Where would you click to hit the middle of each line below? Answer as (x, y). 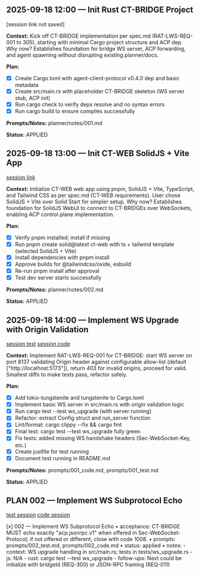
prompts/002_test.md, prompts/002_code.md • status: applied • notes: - (96, 546)
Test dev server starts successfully (58, 278)
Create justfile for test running (52, 451)
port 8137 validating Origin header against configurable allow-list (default (96, 362)
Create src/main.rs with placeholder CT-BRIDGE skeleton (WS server (100, 91)
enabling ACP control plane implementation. (60, 214)
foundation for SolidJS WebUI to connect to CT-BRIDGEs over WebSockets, (99, 208)
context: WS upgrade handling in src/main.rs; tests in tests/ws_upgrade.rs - (99, 552)
